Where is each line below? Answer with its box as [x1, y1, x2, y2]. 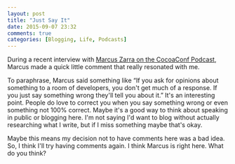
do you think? [7, 149, 47, 158]
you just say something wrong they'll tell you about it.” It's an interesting [7, 91, 215, 100]
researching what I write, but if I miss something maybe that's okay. [7, 121, 203, 129]
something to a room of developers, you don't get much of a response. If [7, 84, 217, 92]
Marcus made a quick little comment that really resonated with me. [7, 63, 200, 71]
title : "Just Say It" [7, 17, 71, 24]
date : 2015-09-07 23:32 [7, 23, 77, 30]
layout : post [7, 10, 46, 17]
